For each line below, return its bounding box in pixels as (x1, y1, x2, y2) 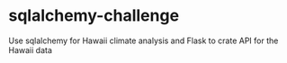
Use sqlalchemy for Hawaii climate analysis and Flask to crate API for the (8, 35, 279, 46)
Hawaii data (8, 44, 53, 55)
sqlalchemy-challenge (8, 5, 180, 26)
